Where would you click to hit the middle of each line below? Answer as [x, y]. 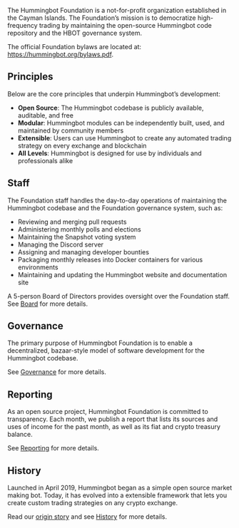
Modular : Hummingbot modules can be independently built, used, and [121, 123]
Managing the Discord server [61, 244]
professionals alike [45, 160]
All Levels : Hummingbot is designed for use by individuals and [110, 153]
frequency [22, 25]
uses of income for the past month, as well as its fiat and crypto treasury [114, 427]
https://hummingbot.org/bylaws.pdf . [61, 54]
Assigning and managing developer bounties [83, 252]
